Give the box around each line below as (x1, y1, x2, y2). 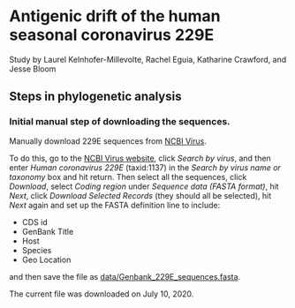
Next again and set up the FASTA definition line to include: (9, 199, 221, 210)
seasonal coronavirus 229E (9, 25, 215, 45)
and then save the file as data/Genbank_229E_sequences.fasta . (9, 271, 241, 282)
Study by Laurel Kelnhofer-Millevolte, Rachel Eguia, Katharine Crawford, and (9, 54, 287, 64)
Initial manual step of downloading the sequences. (9, 116, 231, 128)
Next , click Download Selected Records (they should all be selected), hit (9, 190, 272, 200)
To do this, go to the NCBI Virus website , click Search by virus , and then (9, 153, 271, 163)
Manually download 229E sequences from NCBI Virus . (9, 135, 208, 146)
